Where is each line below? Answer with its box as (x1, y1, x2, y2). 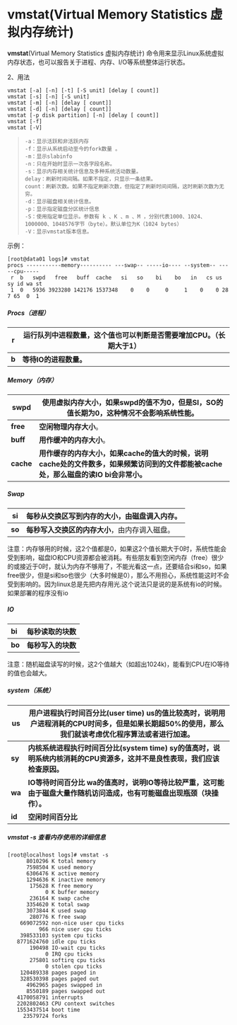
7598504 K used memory (25, 864, 93, 871)
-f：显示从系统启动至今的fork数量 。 (24, 145, 121, 152)
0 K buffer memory (44, 888, 99, 895)
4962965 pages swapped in (25, 981, 102, 988)
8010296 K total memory (25, 857, 97, 864)
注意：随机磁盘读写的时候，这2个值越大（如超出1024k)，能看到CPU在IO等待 (7, 660, 230, 668)
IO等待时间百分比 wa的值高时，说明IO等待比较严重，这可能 (28, 777, 224, 787)
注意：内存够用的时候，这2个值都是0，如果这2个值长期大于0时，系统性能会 (7, 544, 227, 553)
